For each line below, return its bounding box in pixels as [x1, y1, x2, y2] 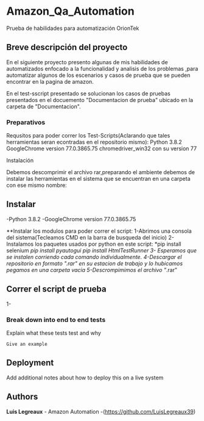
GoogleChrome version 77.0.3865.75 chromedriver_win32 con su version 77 [6, 145, 197, 152]
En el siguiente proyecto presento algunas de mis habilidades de [6, 58, 169, 65]
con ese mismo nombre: [6, 181, 67, 189]
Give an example [6, 341, 47, 347]
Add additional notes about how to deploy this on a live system [6, 374, 164, 381]
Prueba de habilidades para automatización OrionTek [6, 24, 139, 32]
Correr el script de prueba [6, 284, 107, 295]
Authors [6, 392, 38, 402]
